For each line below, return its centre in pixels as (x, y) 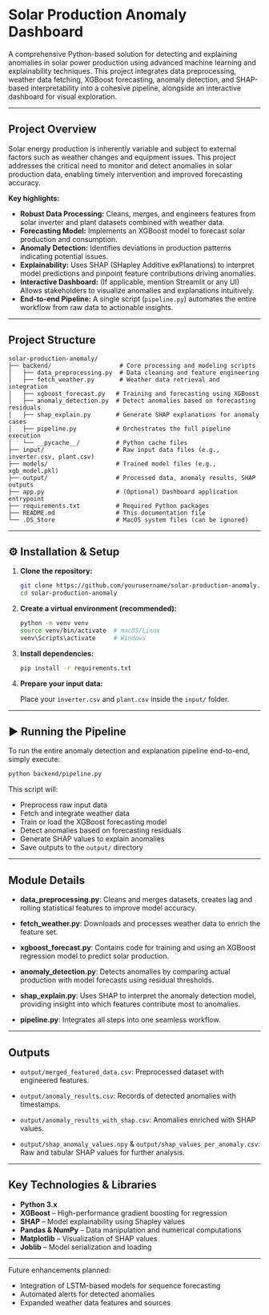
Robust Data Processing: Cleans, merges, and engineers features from (138, 213)
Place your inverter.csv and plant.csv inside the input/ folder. (124, 699)
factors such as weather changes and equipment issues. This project (122, 157)
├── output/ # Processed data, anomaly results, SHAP (132, 478)
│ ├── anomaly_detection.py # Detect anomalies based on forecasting (132, 401)
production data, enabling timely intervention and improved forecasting (125, 174)
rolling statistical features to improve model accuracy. (108, 908)
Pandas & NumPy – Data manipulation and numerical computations (130, 1230)
